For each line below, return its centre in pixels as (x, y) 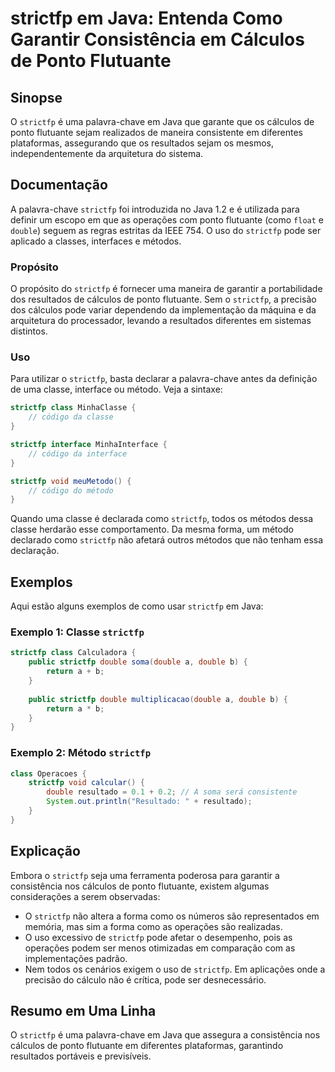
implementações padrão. (76, 958)
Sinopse (36, 97)
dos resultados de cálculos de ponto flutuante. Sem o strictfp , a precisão (163, 299)
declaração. (35, 551)
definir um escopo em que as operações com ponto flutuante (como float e (167, 219)
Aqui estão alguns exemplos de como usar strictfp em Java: (137, 606)
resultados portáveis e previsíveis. (81, 1056)
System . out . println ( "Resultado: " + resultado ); (149, 802)
